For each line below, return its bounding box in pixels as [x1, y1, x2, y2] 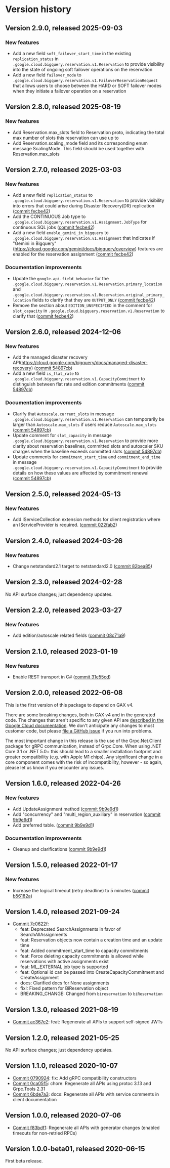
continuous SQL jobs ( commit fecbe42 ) [12, 224, 95, 231]
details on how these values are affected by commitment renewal [12, 469, 149, 476]
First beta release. [5, 1158, 43, 1164]
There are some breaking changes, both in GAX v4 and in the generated [5, 712, 156, 718]
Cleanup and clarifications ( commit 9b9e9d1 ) [12, 846, 107, 852]
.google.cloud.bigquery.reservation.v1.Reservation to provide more [12, 438, 158, 444]
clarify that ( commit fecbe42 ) [12, 313, 74, 319]
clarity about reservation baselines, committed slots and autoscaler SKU [12, 443, 163, 449]
